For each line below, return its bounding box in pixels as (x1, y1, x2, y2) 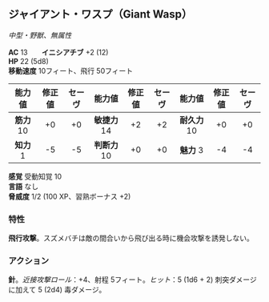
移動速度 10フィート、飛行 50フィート (8, 66, 134, 75)
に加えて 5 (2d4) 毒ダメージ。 (8, 285, 106, 295)
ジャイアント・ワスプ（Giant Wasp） (8, 7, 193, 22)
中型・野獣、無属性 (8, 30, 72, 40)
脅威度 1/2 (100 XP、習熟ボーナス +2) (8, 191, 131, 201)
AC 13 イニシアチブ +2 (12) (8, 47, 109, 57)
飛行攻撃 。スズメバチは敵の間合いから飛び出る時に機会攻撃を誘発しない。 (8, 233, 254, 243)
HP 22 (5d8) (8, 56, 50, 66)
